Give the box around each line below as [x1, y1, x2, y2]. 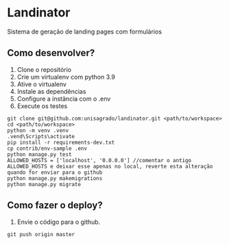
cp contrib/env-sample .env [7, 145, 88, 152]
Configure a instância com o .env [16, 94, 111, 103]
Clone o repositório [16, 65, 72, 73]
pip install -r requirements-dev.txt [7, 139, 115, 146]
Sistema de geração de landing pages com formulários [7, 27, 162, 36]
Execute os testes [16, 101, 68, 110]
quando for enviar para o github [7, 169, 103, 176]
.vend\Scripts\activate [7, 133, 75, 140]
